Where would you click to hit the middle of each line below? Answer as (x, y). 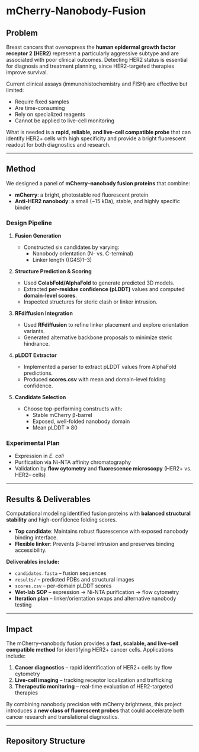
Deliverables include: (33, 562)
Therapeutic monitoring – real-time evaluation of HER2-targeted (94, 687)
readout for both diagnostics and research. (58, 145)
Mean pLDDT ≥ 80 (55, 428)
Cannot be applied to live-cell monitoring (64, 121)
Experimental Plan (33, 443)
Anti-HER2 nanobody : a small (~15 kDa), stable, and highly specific (97, 201)
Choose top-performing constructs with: (73, 409)
